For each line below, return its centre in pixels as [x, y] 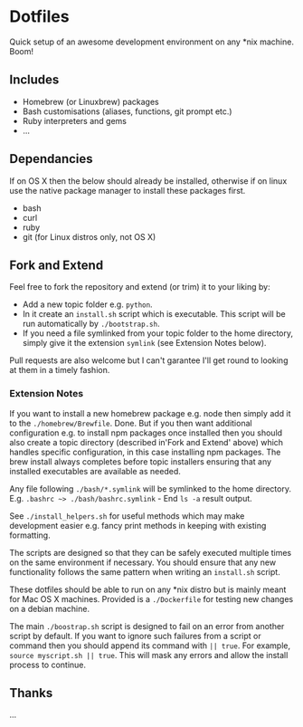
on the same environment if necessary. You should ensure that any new [143, 562]
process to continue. [48, 665]
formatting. [30, 535]
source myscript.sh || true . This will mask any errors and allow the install [149, 655]
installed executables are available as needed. [95, 471]
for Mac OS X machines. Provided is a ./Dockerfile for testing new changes [151, 598]
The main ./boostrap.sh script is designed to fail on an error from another [147, 626]
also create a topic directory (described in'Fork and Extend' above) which [146, 442]
